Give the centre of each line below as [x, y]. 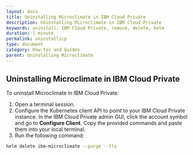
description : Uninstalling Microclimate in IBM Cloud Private [84, 22]
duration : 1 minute [30, 33]
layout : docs [22, 11]
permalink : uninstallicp [36, 39]
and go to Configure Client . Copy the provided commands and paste [98, 123]
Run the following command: [49, 136]
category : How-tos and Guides [43, 50]
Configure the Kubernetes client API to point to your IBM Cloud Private [100, 111]
